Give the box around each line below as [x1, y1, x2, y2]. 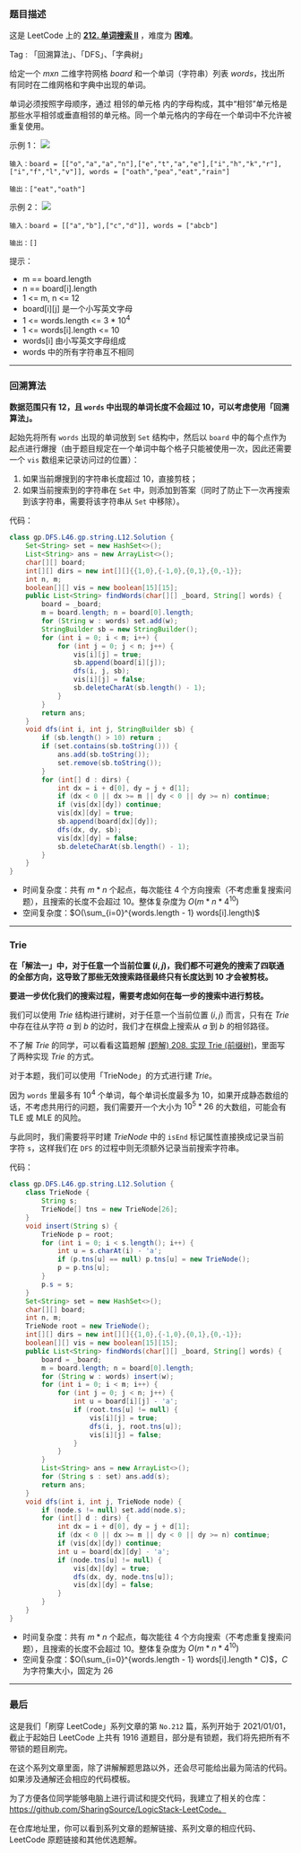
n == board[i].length [21, 283, 97, 294]
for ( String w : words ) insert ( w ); [41, 1372, 175, 1381]
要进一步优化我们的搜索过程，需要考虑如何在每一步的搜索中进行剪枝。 [9, 991, 269, 1002]
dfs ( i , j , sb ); [73, 666, 130, 675]
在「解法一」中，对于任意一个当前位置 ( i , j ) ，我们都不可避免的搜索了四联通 [9, 960, 285, 971]
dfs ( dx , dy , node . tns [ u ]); [73, 1572, 175, 1582]
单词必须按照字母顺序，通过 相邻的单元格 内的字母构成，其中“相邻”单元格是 [9, 99, 288, 110]
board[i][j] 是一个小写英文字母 [21, 304, 133, 314]
